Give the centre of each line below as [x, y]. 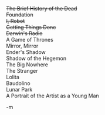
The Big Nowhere [27, 65]
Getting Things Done [31, 27]
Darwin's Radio [24, 33]
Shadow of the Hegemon [36, 58]
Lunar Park [19, 89]
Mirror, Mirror [22, 46]
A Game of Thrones [30, 40]
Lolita [13, 77]
